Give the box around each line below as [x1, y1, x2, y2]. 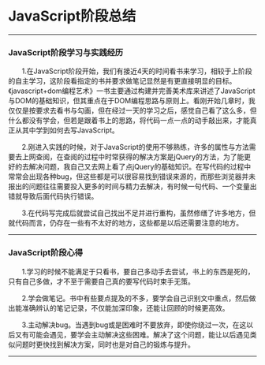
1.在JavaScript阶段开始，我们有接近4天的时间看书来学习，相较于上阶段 [21, 66, 252, 76]
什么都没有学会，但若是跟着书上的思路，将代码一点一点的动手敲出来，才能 [8, 116, 250, 125]
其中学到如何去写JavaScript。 [21, 125, 120, 135]
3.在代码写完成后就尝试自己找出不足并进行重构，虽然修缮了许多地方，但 [21, 208, 256, 218]
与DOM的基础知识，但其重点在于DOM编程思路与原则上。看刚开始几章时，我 [8, 96, 256, 106]
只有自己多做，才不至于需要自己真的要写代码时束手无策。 [8, 277, 195, 286]
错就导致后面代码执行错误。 [8, 192, 99, 201]
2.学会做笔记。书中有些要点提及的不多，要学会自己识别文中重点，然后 [21, 293, 250, 303]
